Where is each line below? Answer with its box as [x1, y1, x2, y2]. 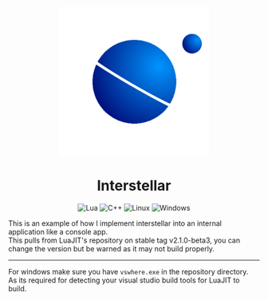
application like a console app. [8, 227, 108, 236]
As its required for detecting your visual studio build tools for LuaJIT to [8, 275, 240, 285]
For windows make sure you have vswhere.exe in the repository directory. [8, 266, 249, 276]
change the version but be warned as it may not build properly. [8, 243, 215, 253]
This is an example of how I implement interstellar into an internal [8, 218, 222, 228]
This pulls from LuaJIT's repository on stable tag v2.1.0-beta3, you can [8, 235, 241, 245]
